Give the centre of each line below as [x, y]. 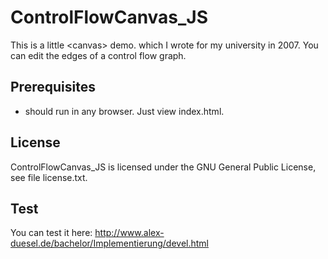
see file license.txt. [49, 177]
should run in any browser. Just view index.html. [124, 111]
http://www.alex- [129, 233]
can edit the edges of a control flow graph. [98, 55]
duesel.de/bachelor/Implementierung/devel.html [109, 243]
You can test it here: [51, 233]
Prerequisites [53, 87]
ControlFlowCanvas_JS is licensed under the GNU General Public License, [163, 167]
